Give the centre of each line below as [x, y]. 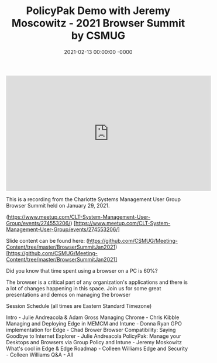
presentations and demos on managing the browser [68, 294]
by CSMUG [98, 36]
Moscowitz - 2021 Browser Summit [98, 23]
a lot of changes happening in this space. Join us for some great [84, 288]
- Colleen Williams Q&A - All [40, 354]
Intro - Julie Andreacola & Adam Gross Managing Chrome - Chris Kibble [93, 317]
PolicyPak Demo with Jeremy [98, 11]
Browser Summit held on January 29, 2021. [58, 205]
